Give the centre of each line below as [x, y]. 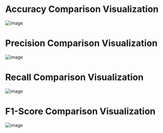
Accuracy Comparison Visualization [82, 9]
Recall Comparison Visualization [74, 77]
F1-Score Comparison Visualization [80, 111]
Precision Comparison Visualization [81, 43]
